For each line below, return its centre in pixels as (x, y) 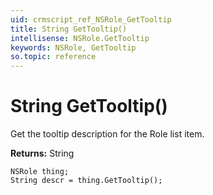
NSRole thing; (40, 172)
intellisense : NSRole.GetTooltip (80, 38)
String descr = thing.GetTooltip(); (86, 181)
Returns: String (42, 153)
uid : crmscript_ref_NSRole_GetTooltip (91, 19)
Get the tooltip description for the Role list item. (107, 134)
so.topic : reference (53, 57)
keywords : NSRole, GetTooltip (73, 47)
